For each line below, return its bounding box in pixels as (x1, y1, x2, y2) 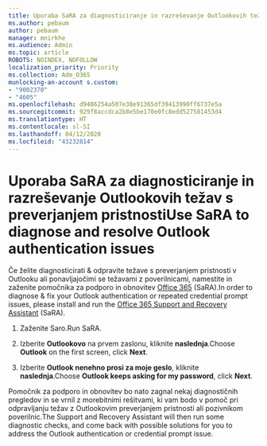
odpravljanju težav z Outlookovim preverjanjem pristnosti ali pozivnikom (8, 404, 244, 413)
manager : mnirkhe (8, 33, 66, 42)
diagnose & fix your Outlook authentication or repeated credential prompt (8, 291, 248, 301)
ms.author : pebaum (8, 19, 69, 27)
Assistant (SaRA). (8, 308, 66, 318)
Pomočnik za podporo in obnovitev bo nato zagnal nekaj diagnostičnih (8, 387, 238, 397)
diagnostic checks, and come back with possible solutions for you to (8, 421, 233, 430)
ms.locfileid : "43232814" (8, 137, 94, 146)
